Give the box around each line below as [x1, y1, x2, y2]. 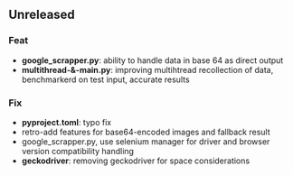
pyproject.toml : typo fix [21, 116, 112, 127]
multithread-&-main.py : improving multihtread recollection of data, [21, 64, 274, 75]
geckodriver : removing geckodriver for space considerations [21, 155, 250, 166]
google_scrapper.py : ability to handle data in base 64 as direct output [21, 54, 284, 66]
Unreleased [8, 7, 76, 23]
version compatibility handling [21, 145, 135, 156]
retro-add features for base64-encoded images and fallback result [21, 126, 270, 137]
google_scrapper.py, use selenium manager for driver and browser [21, 135, 270, 147]
